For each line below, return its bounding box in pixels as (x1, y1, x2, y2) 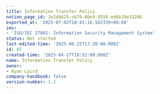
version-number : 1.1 (6, 79, 57, 85)
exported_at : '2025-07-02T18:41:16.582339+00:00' (6, 19, 130, 25)
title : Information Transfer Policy (6, 8, 95, 15)
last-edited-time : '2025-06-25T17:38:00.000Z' (6, 41, 121, 47)
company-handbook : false (6, 74, 67, 79)
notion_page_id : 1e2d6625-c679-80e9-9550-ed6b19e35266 (6, 14, 142, 20)
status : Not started (6, 36, 57, 41)
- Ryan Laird (6, 68, 38, 74)
